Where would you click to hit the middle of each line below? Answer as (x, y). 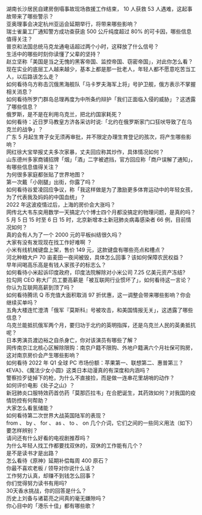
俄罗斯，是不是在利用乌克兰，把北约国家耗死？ (64, 114)
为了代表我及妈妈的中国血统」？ (46, 197)
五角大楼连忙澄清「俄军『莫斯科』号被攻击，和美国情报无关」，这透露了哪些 (100, 310)
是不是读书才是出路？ (32, 453)
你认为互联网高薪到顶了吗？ (41, 287)
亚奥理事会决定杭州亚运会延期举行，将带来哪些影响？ (72, 24)
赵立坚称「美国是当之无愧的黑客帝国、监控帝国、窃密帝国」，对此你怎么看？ (100, 61)
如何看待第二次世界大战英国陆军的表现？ (56, 415)
